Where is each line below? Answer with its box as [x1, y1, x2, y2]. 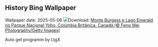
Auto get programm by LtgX [5, 36, 60, 42]
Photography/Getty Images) [5, 27, 60, 33]
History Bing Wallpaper [5, 4, 76, 12]
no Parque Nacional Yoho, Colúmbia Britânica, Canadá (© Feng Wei [5, 22, 140, 28]
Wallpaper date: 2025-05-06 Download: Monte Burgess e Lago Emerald [5, 17, 153, 23]
